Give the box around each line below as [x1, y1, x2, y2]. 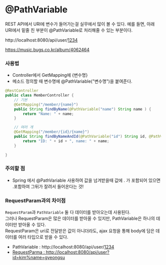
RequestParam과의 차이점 [5, 197, 66, 204]
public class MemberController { [5, 93, 74, 98]
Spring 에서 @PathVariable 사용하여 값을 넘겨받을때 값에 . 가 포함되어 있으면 [12, 177, 161, 183]
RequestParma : [12, 249, 45, 255]
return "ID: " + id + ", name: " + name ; [23, 138, 110, 144]
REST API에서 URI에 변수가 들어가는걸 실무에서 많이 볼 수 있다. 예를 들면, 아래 [5, 21, 155, 27]
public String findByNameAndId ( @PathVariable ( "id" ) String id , [14, 134, 147, 139]
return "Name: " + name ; [23, 111, 74, 116]
